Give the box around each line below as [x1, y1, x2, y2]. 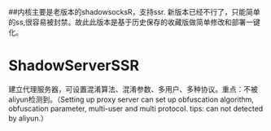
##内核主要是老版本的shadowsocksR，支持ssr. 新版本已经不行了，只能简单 [8, 7, 260, 16]
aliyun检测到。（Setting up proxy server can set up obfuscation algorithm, [8, 94, 255, 104]
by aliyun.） [8, 113, 49, 123]
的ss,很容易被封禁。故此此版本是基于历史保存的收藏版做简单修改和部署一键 [8, 17, 260, 27]
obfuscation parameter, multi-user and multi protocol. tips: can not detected [8, 103, 264, 113]
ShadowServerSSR [8, 56, 140, 75]
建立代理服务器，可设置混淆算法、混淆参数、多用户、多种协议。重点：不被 [8, 84, 258, 94]
